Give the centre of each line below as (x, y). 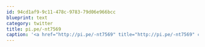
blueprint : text (27, 18)
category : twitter (30, 23)
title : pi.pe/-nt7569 (34, 29)
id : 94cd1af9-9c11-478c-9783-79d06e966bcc (61, 12)
